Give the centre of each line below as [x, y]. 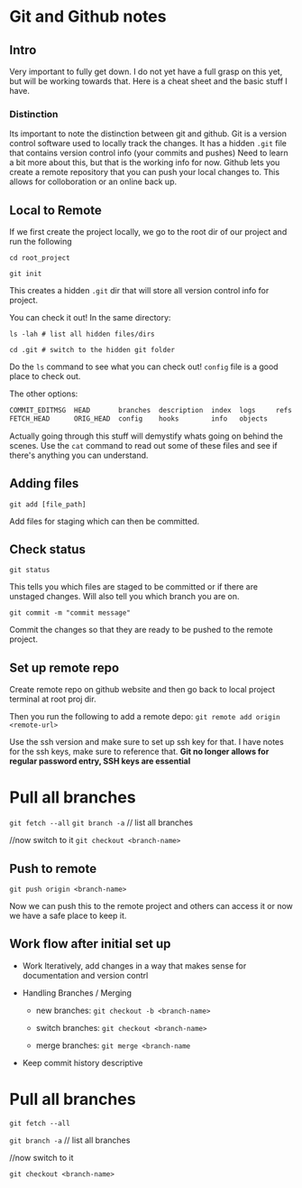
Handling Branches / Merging [77, 993]
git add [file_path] [48, 504]
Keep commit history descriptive [82, 1063]
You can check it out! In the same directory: [90, 318]
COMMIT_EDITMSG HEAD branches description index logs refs [151, 411]
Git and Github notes [88, 17]
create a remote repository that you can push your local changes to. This [145, 172]
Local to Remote [55, 210]
